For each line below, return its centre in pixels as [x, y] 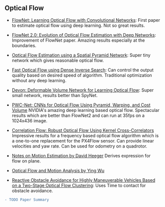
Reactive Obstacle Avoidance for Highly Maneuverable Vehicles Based [83, 180]
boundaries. [24, 45]
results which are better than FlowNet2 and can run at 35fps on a [78, 115]
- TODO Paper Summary [27, 200]
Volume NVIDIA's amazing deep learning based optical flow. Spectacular [85, 110]
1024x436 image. [29, 120]
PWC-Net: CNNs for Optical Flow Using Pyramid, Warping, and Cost [81, 105]
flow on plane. [26, 161]
